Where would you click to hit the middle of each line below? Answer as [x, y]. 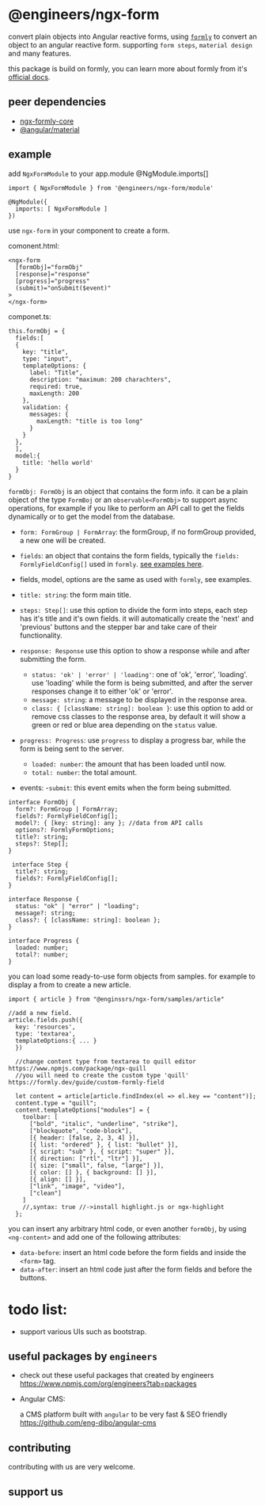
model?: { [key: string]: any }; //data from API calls [109, 823]
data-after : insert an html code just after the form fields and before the [136, 1269]
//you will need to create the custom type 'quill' [102, 1075]
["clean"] [45, 1193]
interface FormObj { [42, 802]
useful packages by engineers [83, 1356]
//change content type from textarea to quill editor [106, 1061]
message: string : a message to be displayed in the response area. [139, 699]
